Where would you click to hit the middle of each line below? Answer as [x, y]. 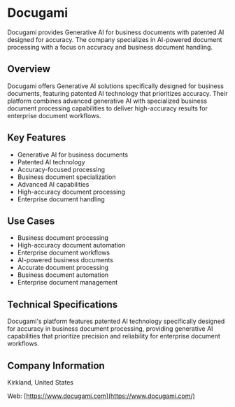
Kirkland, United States [40, 382]
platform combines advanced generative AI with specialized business [107, 101]
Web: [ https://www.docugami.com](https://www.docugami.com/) [101, 396]
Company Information [56, 365]
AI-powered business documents [65, 260]
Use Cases [31, 221]
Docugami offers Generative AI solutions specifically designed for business [115, 86]
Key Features [37, 138]
